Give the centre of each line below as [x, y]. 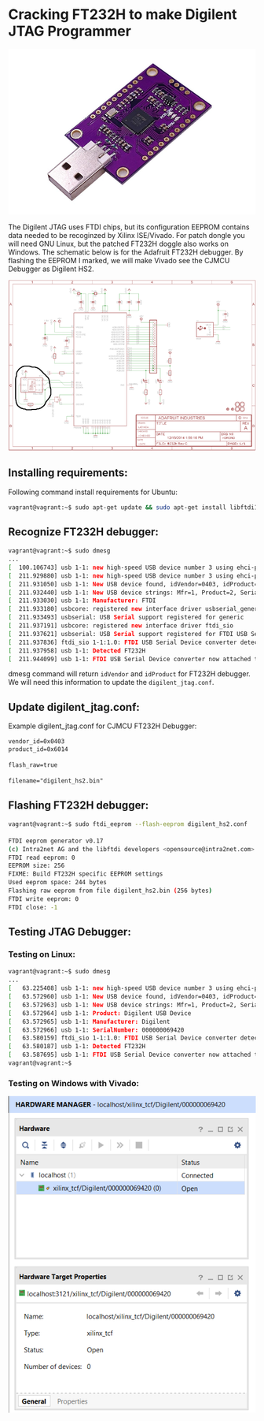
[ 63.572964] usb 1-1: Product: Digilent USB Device [100, 1013]
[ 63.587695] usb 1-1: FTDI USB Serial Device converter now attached [130, 1055]
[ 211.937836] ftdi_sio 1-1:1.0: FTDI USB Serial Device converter [123, 642]
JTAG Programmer [70, 31]
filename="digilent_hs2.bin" [56, 781]
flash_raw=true [33, 765]
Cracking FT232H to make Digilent [123, 15]
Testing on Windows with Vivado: [74, 1083]
